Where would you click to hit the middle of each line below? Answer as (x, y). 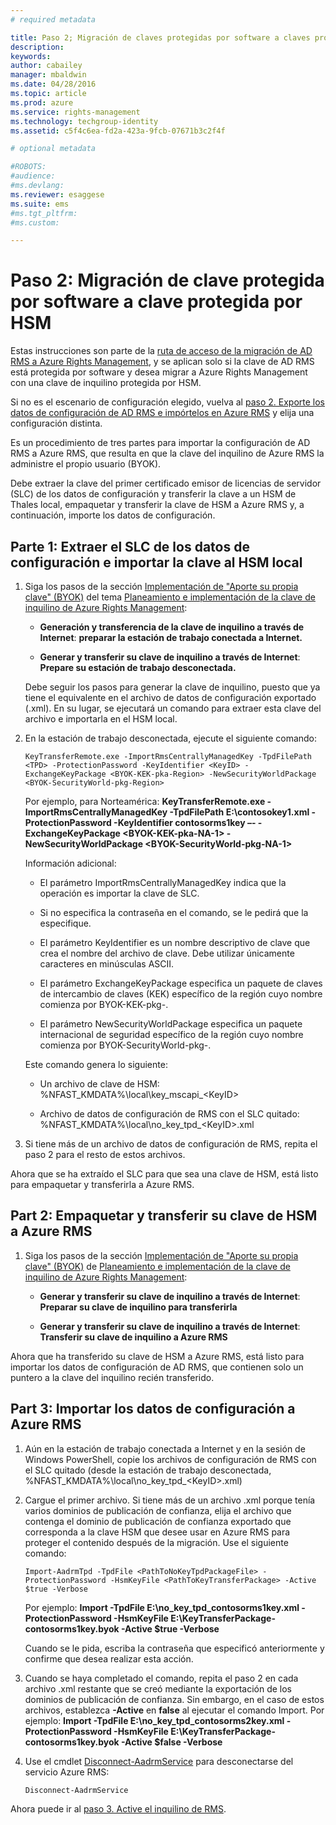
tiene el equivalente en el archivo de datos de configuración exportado (170, 697)
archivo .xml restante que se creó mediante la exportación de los (158, 1688)
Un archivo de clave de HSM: (99, 1084)
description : (37, 47)
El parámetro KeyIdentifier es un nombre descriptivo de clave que (175, 942)
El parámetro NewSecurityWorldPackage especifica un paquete (171, 1024)
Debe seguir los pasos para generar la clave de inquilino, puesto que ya (172, 687)
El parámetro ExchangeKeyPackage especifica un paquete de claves (181, 983)
